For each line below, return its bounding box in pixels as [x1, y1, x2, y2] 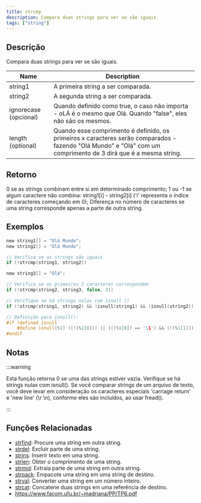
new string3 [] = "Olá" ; [6, 270, 66, 276]
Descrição [6, 42, 45, 52]
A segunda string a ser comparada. [53, 92, 153, 101]
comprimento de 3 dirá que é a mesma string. [53, 149, 182, 158]
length [9, 134, 28, 143]
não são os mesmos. [53, 117, 112, 125]
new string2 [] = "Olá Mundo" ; [6, 243, 82, 249]
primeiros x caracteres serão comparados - [53, 134, 177, 143]
